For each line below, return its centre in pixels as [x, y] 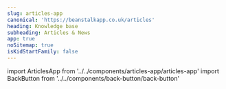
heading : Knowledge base [43, 26]
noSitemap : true [30, 45]
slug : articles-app [35, 13]
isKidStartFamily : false [43, 52]
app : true [21, 39]
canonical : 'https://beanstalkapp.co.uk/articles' [81, 20]
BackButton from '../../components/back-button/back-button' [93, 78]
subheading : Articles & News [49, 33]
